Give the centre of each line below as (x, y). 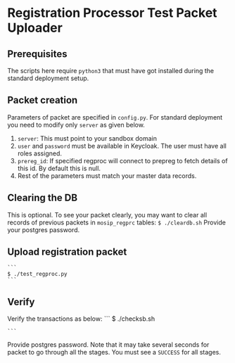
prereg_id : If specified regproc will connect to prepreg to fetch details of (122, 160)
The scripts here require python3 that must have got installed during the (111, 71)
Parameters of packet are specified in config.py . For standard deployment (115, 117)
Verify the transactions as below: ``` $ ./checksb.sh (81, 319)
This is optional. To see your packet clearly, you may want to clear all (107, 215)
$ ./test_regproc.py (38, 274)
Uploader (35, 28)
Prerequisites (37, 54)
